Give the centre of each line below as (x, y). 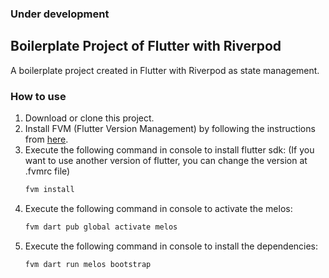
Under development (60, 14)
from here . (46, 139)
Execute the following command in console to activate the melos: (158, 208)
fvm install (49, 190)
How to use (38, 96)
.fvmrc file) (47, 171)
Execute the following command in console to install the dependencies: (171, 246)
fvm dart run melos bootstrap (88, 264)
